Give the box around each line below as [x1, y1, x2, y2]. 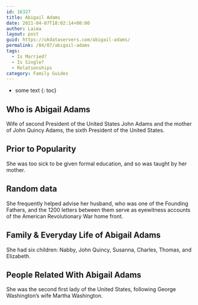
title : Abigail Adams [6, 14, 61, 20]
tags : [6, 48, 20, 54]
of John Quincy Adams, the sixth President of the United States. [6, 127, 165, 134]
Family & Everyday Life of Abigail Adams [6, 230, 161, 241]
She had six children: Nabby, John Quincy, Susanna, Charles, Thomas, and [6, 246, 191, 253]
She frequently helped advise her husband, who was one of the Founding [6, 200, 188, 207]
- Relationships [11, 64, 52, 71]
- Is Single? [11, 59, 45, 65]
